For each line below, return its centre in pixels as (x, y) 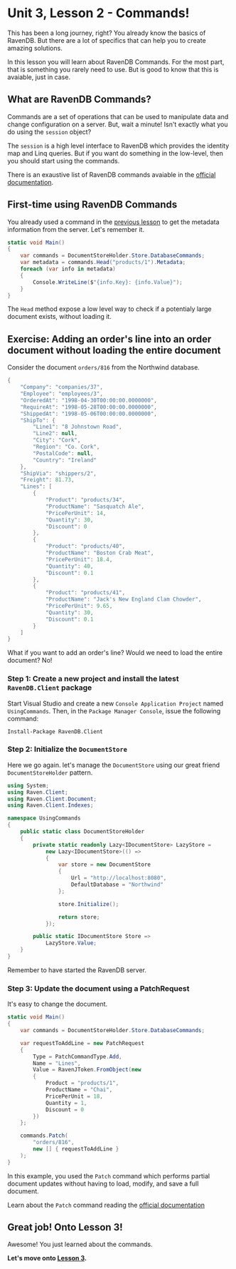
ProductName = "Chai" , (79, 1090)
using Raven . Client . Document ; (52, 799)
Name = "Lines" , (57, 1063)
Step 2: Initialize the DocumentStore (68, 749)
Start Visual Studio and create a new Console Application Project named (116, 703)
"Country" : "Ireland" (65, 460)
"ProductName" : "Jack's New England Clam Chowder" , (123, 600)
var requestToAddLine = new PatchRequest (82, 1043)
